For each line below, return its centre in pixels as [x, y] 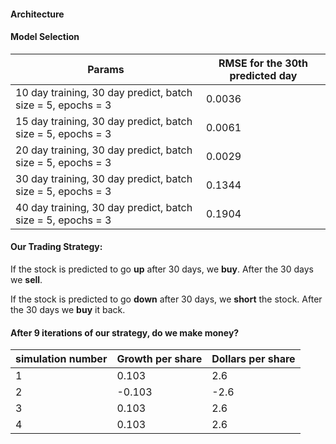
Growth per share [159, 359]
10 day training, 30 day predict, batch [104, 92]
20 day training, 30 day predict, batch [104, 150]
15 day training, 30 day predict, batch [104, 121]
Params [106, 69]
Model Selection [45, 37]
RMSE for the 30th [263, 63]
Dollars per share [253, 359]
